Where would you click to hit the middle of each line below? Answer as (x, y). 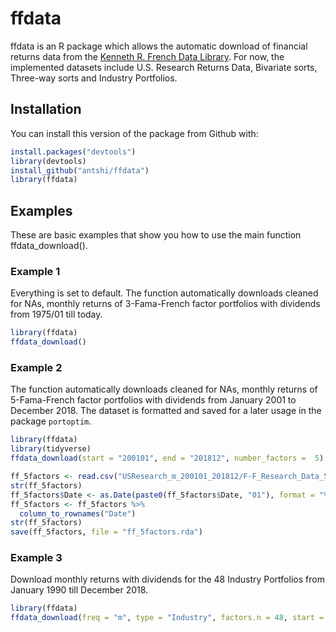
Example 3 (36, 558)
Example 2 (36, 368)
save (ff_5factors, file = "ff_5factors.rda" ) (106, 532)
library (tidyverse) (51, 449)
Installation (46, 109)
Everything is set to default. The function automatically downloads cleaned (164, 293)
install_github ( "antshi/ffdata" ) (80, 170)
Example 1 (35, 271)
